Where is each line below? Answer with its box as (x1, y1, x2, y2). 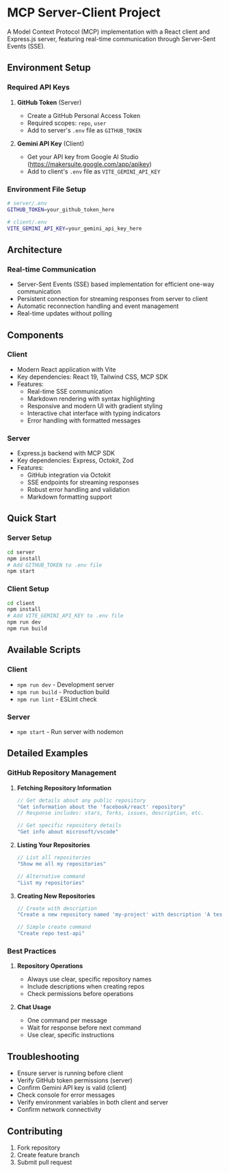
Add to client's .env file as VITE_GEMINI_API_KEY (27, 167, 161, 176)
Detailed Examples (7, 748, 89, 759)
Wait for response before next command (27, 1023, 142, 1032)
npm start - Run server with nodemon (16, 727, 124, 735)
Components (7, 329, 64, 341)
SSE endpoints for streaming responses (27, 478, 139, 486)
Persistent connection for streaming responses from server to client (16, 295, 208, 303)
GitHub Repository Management (7, 768, 117, 778)
